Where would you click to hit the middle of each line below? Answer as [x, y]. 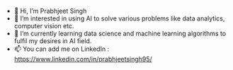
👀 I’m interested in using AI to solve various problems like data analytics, [119, 18]
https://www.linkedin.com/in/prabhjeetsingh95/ [83, 59]
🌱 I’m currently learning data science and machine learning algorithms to [120, 33]
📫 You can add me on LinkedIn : [62, 49]
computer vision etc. [44, 26]
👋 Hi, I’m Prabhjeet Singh [50, 11]
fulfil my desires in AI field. [53, 41]
